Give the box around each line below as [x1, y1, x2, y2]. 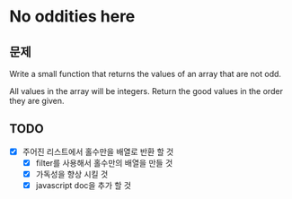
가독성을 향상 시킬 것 [35, 169, 109, 179]
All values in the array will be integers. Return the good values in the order [9, 86, 283, 96]
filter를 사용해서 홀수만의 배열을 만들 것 [35, 157, 173, 168]
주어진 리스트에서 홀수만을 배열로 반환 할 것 [22, 146, 174, 157]
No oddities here [9, 6, 136, 27]
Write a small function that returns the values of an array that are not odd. [9, 69, 281, 79]
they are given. [9, 96, 65, 106]
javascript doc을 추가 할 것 [35, 180, 132, 190]
